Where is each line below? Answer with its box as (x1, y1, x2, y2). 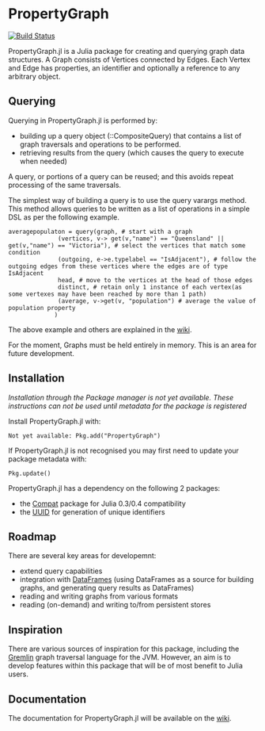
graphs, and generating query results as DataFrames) (19, 584, 195, 593)
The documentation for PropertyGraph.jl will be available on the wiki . (8, 714, 232, 722)
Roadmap (8, 530, 57, 543)
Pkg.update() (8, 469, 51, 477)
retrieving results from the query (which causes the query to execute (19, 147, 244, 157)
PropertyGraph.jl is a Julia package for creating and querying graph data (8, 46, 245, 55)
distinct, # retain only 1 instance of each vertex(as (58, 283, 243, 291)
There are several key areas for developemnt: (8, 551, 157, 561)
